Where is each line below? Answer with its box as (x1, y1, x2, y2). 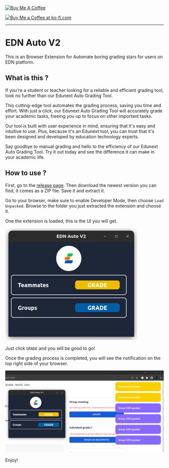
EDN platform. (5, 59, 35, 65)
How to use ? (5, 169, 47, 177)
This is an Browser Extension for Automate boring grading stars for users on (5, 54, 163, 60)
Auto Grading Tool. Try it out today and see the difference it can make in (5, 149, 155, 155)
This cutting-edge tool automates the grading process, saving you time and (5, 102, 161, 108)
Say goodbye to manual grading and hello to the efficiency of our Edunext (5, 143, 158, 149)
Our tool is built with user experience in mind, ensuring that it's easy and (5, 123, 155, 129)
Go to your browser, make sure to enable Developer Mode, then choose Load (5, 197, 164, 203)
